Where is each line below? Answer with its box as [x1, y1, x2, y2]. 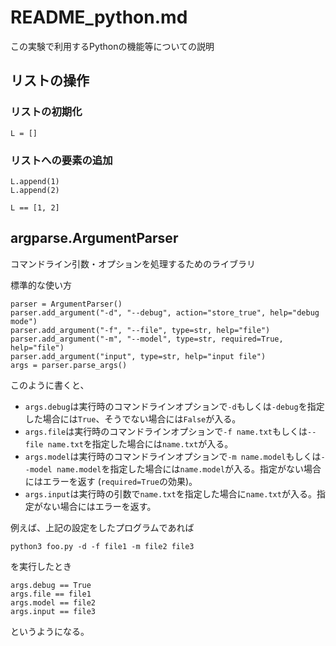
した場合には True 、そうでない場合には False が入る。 [24, 412, 242, 425]
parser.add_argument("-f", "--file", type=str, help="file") [10, 325, 271, 335]
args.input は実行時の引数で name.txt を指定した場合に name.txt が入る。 [24, 487, 317, 500]
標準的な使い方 [10, 279, 72, 291]
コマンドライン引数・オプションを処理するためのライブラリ [10, 257, 256, 270]
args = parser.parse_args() [10, 360, 128, 370]
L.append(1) [10, 176, 60, 186]
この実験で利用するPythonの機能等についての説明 [10, 40, 215, 52]
